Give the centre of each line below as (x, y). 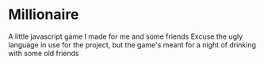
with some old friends (44, 53)
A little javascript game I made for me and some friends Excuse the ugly (126, 36)
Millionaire (44, 15)
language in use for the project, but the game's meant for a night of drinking (132, 44)
